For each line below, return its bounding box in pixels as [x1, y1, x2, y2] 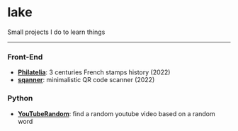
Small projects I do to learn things [7, 28, 106, 36]
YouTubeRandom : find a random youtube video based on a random [17, 109, 215, 118]
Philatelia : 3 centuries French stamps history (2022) [17, 68, 171, 76]
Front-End [7, 52, 43, 62]
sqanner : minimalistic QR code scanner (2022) [17, 76, 155, 84]
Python [7, 93, 33, 103]
